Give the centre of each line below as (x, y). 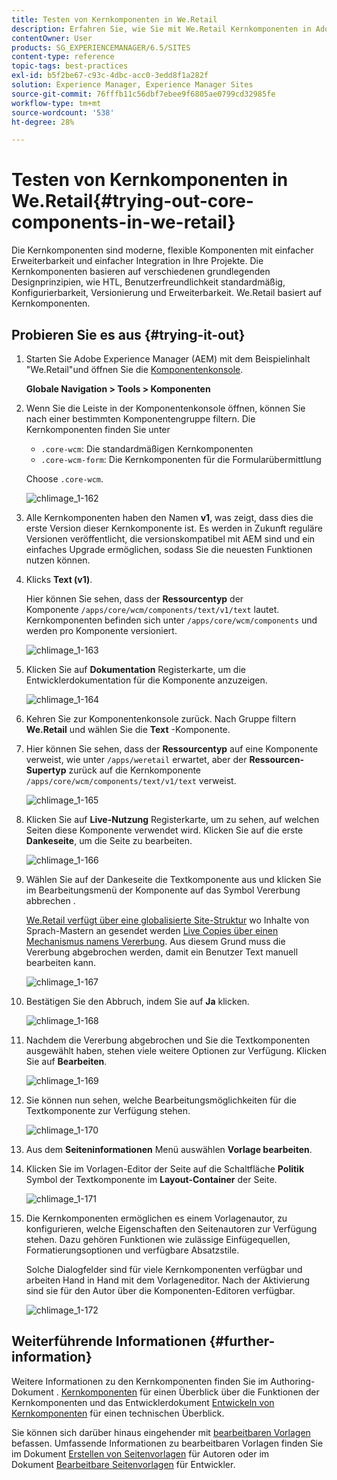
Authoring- (293, 1381)
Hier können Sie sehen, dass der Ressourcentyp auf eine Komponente (172, 749)
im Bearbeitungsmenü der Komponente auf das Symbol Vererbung (163, 890)
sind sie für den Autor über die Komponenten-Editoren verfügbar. (160, 1290)
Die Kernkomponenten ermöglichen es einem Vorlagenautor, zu (156, 1218)
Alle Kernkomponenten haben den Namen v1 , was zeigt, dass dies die (169, 517)
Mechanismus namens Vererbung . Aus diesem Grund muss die (155, 941)
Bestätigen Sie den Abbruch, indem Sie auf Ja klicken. (137, 1001)
